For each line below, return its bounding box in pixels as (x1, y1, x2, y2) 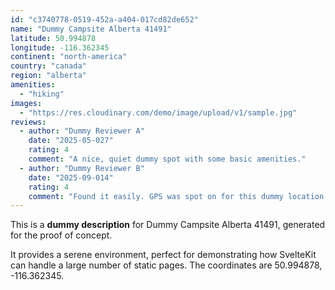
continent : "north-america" (10, 52, 128, 62)
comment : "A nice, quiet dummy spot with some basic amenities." (28, 154, 307, 164)
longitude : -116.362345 (10, 42, 110, 53)
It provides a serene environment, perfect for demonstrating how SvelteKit (10, 249, 317, 261)
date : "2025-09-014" (28, 172, 114, 183)
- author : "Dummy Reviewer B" (19, 163, 145, 173)
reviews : (10, 117, 47, 127)
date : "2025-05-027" (28, 136, 114, 146)
